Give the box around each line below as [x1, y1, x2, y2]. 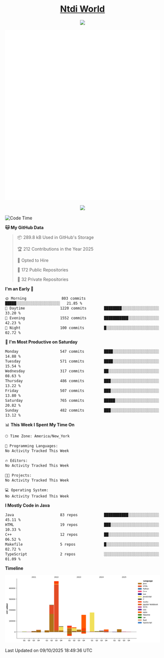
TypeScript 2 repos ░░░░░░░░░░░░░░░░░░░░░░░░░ [5, 552, 160, 556]
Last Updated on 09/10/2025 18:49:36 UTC [5, 647, 92, 653]
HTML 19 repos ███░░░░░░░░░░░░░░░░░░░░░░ [5, 522, 160, 527]
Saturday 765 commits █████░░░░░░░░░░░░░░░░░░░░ [5, 398, 160, 403]
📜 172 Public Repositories [17, 266, 69, 273]
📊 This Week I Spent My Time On [5, 421, 75, 427]
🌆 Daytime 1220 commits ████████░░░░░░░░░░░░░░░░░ [5, 306, 160, 311]
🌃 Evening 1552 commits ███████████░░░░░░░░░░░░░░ [5, 316, 160, 320]
